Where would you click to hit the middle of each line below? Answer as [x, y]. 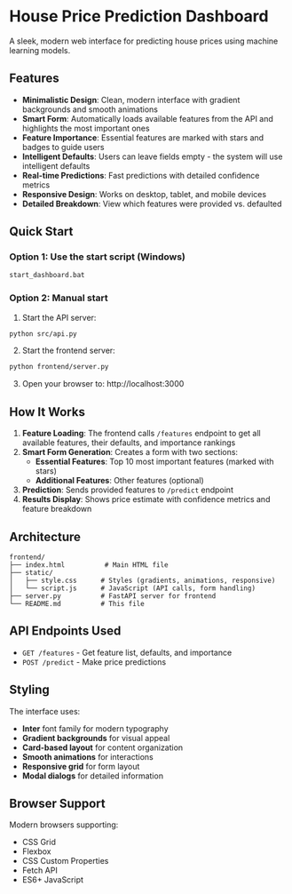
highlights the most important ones [86, 128]
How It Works [47, 412]
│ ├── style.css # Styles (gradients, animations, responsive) [142, 580]
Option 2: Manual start [59, 298]
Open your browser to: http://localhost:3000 [103, 384]
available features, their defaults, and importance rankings [129, 443]
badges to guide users [63, 147]
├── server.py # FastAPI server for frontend [113, 596]
